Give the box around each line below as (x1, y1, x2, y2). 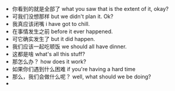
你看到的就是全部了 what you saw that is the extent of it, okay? (12, 5, 169, 12)
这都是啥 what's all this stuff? (12, 51, 85, 57)
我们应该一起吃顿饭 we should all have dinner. (12, 43, 127, 50)
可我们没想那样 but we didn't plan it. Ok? (12, 13, 114, 20)
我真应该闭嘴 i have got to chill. (12, 20, 90, 27)
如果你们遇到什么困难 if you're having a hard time (12, 66, 136, 72)
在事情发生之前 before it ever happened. (12, 28, 114, 35)
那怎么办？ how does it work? (12, 58, 86, 65)
